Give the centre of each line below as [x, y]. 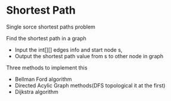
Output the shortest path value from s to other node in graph [89, 56]
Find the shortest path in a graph [46, 38]
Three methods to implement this [47, 67]
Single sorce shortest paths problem [51, 27]
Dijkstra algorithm [36, 91]
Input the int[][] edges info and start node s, [69, 50]
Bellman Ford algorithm [43, 79]
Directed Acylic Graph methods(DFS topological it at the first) [90, 85]
